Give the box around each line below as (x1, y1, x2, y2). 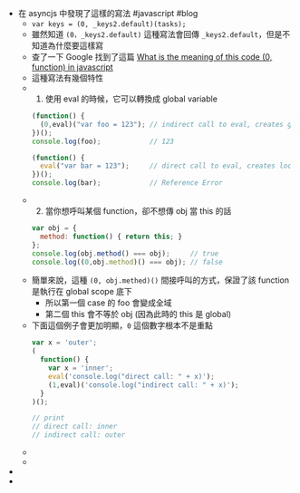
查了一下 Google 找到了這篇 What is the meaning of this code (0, (31, 52, 273, 62)
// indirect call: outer (31, 430, 126, 440)
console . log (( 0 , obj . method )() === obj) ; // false (31, 257, 224, 266)
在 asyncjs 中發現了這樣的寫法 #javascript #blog (17, 8, 198, 18)
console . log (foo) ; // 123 (31, 137, 175, 146)
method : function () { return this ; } (39, 232, 183, 241)
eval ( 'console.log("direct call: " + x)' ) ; (48, 372, 215, 381)
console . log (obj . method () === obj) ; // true (31, 248, 219, 258)
